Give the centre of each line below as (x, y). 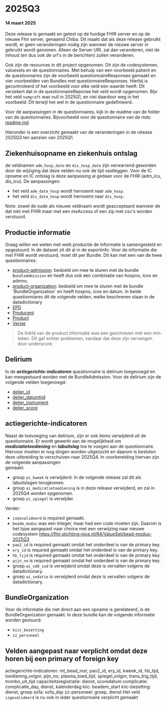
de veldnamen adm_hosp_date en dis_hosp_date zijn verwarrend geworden (81, 165)
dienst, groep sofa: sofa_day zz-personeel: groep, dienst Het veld (73, 692)
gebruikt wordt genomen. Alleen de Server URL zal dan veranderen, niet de (82, 50)
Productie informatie (38, 233)
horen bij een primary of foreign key (62, 659)
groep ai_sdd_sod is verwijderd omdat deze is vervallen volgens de (81, 566)
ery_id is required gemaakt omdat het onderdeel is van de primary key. (85, 550)
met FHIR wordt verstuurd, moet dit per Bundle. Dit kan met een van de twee (84, 255)
